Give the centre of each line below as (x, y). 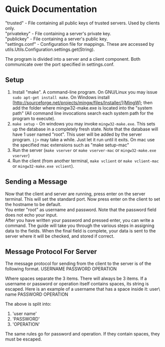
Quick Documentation (51, 9)
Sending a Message (36, 182)
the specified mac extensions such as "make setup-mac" (71, 145)
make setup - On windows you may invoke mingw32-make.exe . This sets (84, 123)
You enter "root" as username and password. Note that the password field (81, 210)
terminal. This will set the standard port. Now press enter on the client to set (83, 199)
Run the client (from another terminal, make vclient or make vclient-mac (85, 161)
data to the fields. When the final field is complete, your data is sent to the (81, 231)
